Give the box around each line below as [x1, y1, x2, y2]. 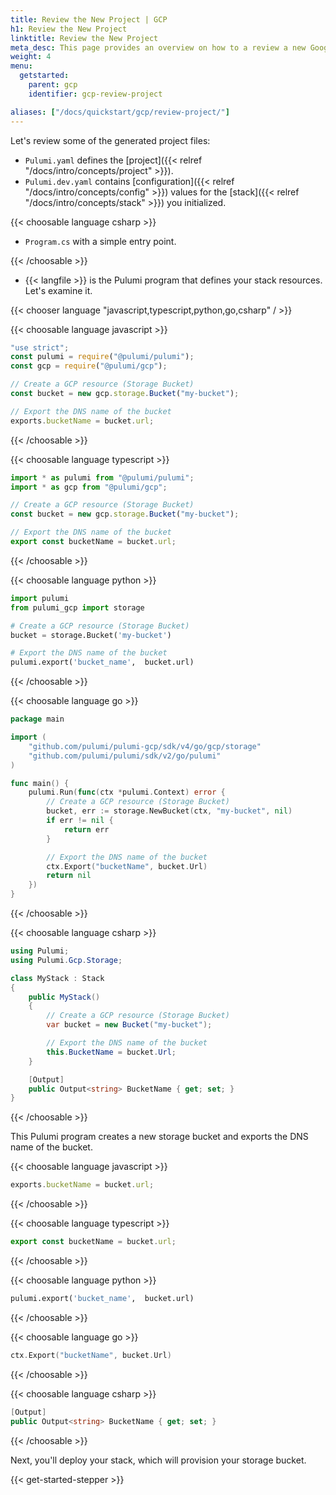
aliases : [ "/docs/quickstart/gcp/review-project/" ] [10, 107, 230, 117]
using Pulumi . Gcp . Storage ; [10, 955, 123, 965]
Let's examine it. [24, 284, 93, 296]
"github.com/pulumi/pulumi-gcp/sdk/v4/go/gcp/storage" [28, 741, 262, 751]
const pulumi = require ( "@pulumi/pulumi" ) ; [10, 352, 195, 362]
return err [63, 824, 110, 835]
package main [10, 714, 65, 725]
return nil [46, 871, 92, 881]
